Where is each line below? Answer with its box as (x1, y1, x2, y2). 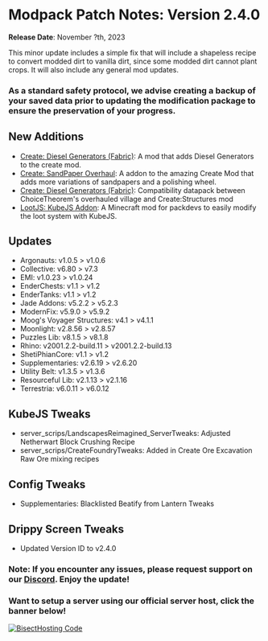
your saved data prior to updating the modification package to (8, 95, 256, 106)
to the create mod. (19, 159, 82, 170)
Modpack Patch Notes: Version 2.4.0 (8, 6, 261, 24)
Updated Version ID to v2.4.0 (19, 543, 117, 553)
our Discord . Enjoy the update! (8, 573, 130, 585)
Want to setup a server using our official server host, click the (8, 595, 255, 606)
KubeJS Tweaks (8, 407, 91, 421)
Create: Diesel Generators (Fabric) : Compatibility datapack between (19, 185, 245, 195)
